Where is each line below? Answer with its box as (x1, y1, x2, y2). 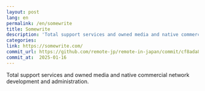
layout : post (6, 9, 40, 15)
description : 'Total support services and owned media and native (6, 32, 179, 38)
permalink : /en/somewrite (6, 20, 72, 26)
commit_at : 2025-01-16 (6, 54, 67, 60)
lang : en (6, 15, 29, 21)
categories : (6, 37, 37, 43)
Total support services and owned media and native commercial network (6, 71, 190, 78)
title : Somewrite (6, 26, 51, 32)
